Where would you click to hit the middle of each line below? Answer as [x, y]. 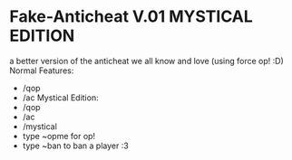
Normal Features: [42, 71]
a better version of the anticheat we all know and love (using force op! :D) [146, 61]
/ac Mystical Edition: [60, 98]
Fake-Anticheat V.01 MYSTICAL [131, 17]
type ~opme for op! [59, 136]
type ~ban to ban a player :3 [75, 146]
